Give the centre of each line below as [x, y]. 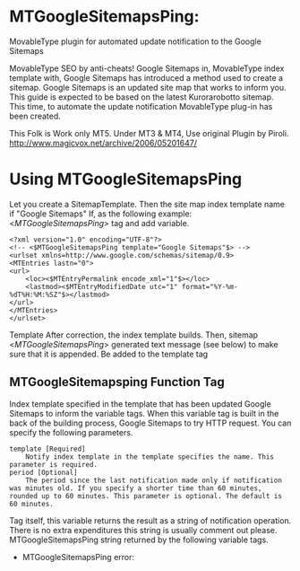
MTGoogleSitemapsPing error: [78, 557]
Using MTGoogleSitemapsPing [126, 179]
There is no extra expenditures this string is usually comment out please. [143, 530]
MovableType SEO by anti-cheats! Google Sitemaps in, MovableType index [147, 68]
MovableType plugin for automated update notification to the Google [135, 41]
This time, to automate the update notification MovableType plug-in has [141, 106]
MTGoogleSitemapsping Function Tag [117, 382]
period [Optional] [43, 472]
